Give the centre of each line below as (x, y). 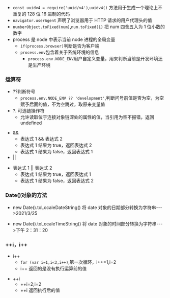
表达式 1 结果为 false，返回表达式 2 (57, 181)
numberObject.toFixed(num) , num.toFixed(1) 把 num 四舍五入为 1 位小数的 (89, 27)
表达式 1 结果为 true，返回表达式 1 (56, 174)
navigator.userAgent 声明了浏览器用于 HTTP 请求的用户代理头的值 (82, 20)
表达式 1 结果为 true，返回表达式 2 (56, 145)
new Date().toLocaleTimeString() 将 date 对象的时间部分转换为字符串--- (88, 223)
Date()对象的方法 (26, 195)
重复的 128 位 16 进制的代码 (41, 14)
